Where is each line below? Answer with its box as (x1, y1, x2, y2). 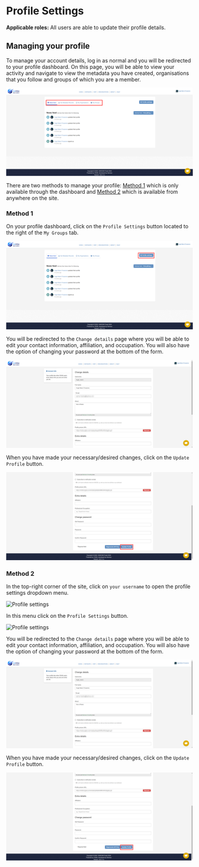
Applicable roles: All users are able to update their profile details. (6, 24, 166, 31)
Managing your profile (6, 41, 90, 51)
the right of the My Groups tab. (6, 229, 79, 236)
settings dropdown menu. (6, 589, 69, 596)
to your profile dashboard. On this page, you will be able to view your (6, 63, 175, 70)
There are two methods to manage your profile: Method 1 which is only (6, 181, 179, 189)
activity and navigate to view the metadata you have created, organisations (6, 70, 190, 77)
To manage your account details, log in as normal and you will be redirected (6, 56, 191, 64)
